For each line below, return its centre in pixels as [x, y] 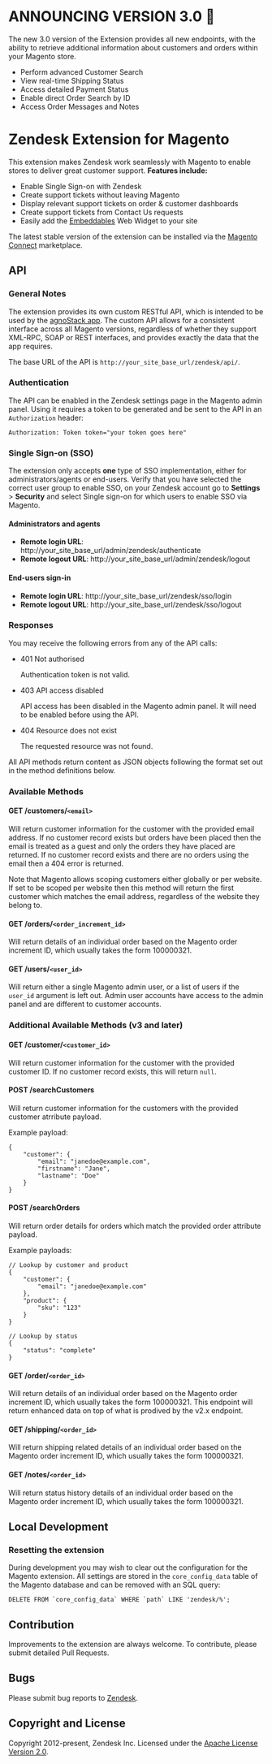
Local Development [58, 1526]
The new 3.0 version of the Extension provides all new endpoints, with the [132, 39]
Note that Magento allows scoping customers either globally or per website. [135, 879]
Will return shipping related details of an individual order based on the [125, 1447]
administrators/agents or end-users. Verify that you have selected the [125, 479]
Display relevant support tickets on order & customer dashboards [129, 203]
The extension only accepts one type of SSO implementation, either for [127, 471]
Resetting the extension [56, 1550]
